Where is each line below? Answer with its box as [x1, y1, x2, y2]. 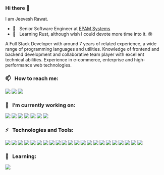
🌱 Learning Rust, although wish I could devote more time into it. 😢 [12, 31, 153, 37]
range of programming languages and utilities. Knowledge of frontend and [5, 46, 160, 52]
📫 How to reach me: [5, 75, 59, 82]
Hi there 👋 [5, 5, 30, 12]
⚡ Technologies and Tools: [5, 126, 74, 133]
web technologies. [33, 62, 72, 68]
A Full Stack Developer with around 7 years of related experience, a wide [5, 41, 157, 47]
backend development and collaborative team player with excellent [5, 51, 145, 57]
